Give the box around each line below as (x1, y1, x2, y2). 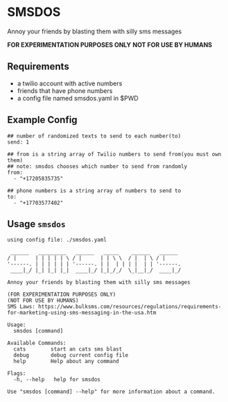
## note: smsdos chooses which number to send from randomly (7, 162, 188, 170)
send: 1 (7, 138, 30, 146)
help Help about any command (13, 358, 119, 365)
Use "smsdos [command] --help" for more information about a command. (7, 388, 216, 396)
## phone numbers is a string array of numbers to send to (7, 187, 182, 194)
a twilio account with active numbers (17, 79, 123, 87)
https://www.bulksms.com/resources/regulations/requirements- (37, 303, 222, 310)
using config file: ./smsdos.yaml (7, 237, 107, 244)
